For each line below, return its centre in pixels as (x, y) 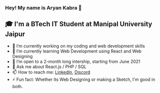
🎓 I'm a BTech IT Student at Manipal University (79, 24)
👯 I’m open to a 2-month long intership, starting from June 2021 (76, 61)
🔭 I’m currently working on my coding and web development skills (79, 46)
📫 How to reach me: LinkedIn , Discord (51, 72)
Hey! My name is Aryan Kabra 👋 (44, 8)
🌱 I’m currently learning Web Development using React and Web (77, 51)
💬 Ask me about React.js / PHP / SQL (49, 66)
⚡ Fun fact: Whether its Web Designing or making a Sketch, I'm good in (84, 79)
